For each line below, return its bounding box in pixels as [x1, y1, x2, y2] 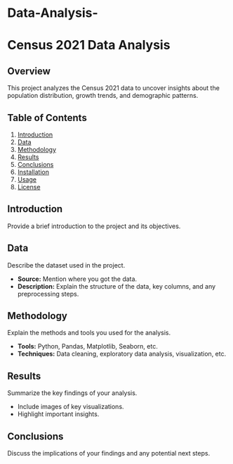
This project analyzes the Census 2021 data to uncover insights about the [7, 84, 220, 92]
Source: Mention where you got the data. [17, 275, 138, 283]
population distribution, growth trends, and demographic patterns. [7, 92, 199, 100]
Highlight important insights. [17, 410, 100, 418]
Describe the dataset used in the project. [7, 261, 126, 269]
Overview [7, 65, 51, 77]
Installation [17, 168, 50, 176]
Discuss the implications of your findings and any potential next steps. [7, 449, 211, 458]
